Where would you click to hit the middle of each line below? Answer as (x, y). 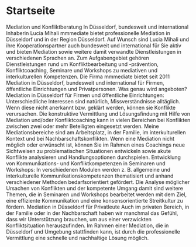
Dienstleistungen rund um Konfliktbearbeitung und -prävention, (82, 64)
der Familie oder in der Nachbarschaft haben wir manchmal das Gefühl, (92, 213)
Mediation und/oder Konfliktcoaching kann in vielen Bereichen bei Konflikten (98, 120)
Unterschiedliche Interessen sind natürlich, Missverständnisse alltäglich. (93, 101)
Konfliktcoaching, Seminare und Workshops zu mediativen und (82, 70)
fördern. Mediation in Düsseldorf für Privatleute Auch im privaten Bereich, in (98, 207)
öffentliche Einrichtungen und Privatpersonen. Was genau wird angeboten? (97, 89)
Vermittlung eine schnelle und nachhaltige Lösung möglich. (78, 238)
